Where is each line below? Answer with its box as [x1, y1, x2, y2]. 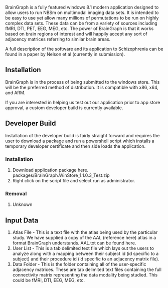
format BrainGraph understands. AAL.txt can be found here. [12, 240, 136, 246]
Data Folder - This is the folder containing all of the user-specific [12, 261, 146, 267]
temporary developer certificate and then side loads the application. [5, 143, 146, 149]
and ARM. [5, 90, 26, 96]
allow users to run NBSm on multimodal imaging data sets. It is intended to [5, 10, 159, 16]
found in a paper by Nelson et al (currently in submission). [5, 51, 125, 57]
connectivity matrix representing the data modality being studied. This [12, 272, 158, 278]
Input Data [5, 216, 39, 224]
